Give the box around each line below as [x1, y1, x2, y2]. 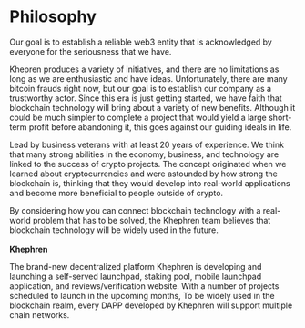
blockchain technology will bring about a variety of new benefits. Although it [9, 102, 296, 113]
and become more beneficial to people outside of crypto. [9, 187, 224, 198]
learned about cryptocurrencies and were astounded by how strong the [9, 168, 278, 179]
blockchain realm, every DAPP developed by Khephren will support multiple [9, 300, 293, 311]
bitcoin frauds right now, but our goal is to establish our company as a [9, 83, 271, 94]
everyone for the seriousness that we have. [9, 45, 172, 56]
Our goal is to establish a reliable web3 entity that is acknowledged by [9, 36, 273, 47]
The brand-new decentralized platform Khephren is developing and [9, 261, 262, 272]
